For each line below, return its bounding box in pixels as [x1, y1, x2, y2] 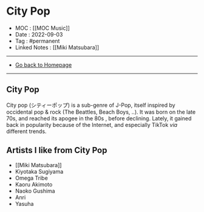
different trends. [6, 128, 47, 135]
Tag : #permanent [15, 37, 60, 44]
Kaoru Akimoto [15, 180, 53, 188]
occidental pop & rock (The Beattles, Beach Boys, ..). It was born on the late [6, 108, 196, 115]
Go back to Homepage [15, 61, 72, 68]
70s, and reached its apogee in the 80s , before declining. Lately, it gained [6, 114, 192, 122]
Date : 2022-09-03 [15, 30, 63, 38]
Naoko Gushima [15, 187, 56, 194]
